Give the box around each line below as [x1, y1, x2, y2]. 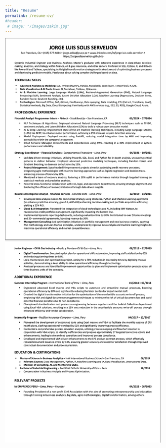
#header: [5, 18, 23, 23]
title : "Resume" [5, 8, 39, 13]
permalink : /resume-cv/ [5, 13, 54, 18]
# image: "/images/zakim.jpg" [7, 24, 70, 29]
